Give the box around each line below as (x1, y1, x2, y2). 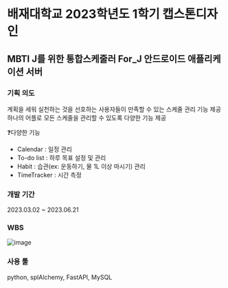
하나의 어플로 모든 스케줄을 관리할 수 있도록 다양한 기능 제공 (7, 113, 167, 122)
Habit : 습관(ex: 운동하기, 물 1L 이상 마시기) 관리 (16, 162, 146, 170)
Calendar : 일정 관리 (16, 145, 72, 153)
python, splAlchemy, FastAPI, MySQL (7, 273, 113, 281)
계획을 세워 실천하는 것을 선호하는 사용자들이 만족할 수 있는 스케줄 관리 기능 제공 (7, 104, 222, 113)
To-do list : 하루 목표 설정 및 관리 (16, 153, 106, 162)
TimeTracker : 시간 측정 (16, 170, 82, 179)
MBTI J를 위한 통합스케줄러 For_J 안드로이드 (7, 53, 186, 65)
